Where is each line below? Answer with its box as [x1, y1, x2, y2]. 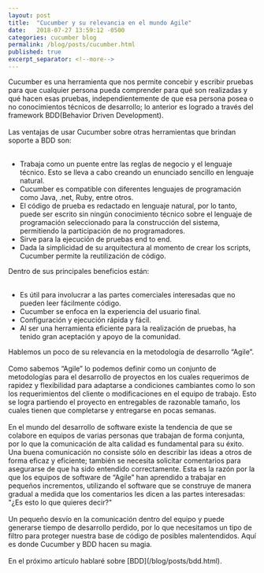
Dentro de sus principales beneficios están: [8, 266, 150, 275]
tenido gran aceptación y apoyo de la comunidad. [19, 331, 181, 341]
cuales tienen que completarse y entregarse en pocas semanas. [8, 405, 217, 415]
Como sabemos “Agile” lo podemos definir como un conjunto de [8, 364, 217, 373]
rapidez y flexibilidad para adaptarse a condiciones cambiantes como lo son [8, 380, 256, 390]
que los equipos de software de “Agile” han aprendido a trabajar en [8, 472, 226, 482]
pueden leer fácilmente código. [19, 298, 121, 308]
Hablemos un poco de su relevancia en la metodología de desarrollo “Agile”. [8, 347, 255, 357]
